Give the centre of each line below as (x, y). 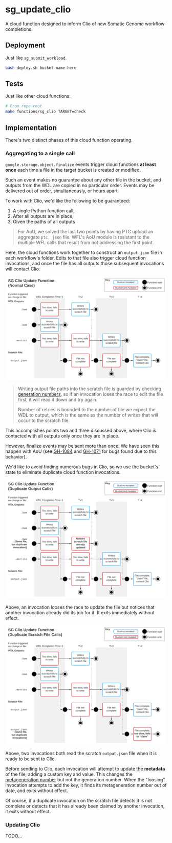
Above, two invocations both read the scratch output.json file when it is (81, 753)
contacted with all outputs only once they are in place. (62, 436)
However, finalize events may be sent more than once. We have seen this (82, 446)
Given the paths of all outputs (44, 222)
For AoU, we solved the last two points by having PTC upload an (85, 232)
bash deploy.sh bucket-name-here (41, 68)
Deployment (25, 45)
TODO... (14, 836)
